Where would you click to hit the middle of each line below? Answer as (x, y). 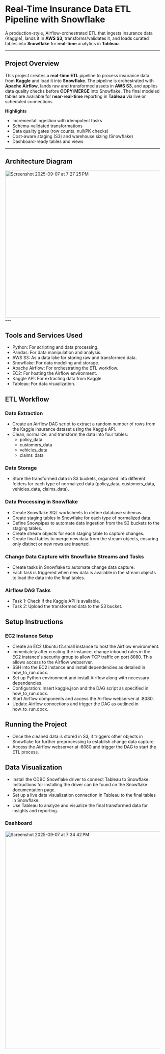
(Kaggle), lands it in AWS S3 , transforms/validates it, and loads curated (77, 38)
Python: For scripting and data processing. (55, 347)
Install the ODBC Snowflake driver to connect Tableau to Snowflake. (81, 779)
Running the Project (36, 725)
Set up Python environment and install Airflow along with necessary (81, 678)
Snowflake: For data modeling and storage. (56, 363)
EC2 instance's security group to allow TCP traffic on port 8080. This (82, 657)
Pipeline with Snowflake (55, 19)
